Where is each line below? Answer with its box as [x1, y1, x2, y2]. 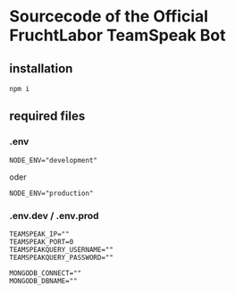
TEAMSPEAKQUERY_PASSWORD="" [9, 253, 114, 262]
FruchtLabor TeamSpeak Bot [9, 25, 226, 46]
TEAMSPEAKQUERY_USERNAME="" [9, 245, 114, 254]
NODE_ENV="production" [9, 189, 94, 197]
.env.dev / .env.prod [9, 209, 100, 222]
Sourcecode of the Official [9, 6, 208, 27]
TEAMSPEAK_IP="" [9, 230, 70, 239]
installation [9, 61, 73, 76]
